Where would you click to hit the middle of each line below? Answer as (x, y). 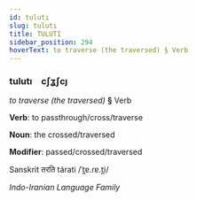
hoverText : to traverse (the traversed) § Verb (99, 50)
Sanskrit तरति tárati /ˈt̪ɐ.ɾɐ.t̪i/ (59, 170)
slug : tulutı (33, 26)
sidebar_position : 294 (51, 42)
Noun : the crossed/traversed (62, 135)
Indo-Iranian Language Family (65, 188)
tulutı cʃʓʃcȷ (39, 81)
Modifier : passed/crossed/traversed (76, 152)
